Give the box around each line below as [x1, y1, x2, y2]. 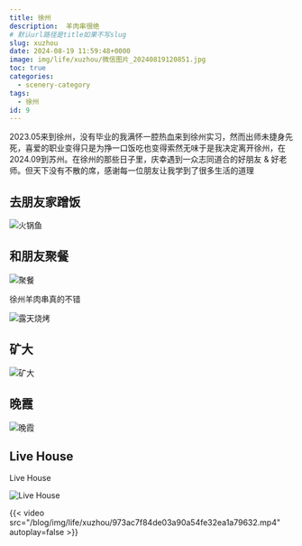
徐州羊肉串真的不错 [9, 293, 81, 304]
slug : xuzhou [9, 38, 59, 48]
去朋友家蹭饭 [9, 194, 81, 209]
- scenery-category [17, 80, 91, 89]
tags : [9, 88, 30, 97]
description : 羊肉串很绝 [9, 22, 100, 31]
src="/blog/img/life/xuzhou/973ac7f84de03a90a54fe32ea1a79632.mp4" [9, 517, 281, 528]
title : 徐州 [9, 13, 51, 23]
